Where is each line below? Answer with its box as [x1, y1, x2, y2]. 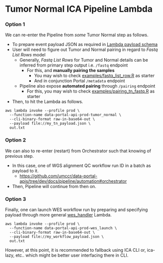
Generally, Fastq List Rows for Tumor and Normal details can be [19, 57, 148, 63]
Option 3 [5, 195, 26, 202]
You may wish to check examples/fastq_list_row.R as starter [34, 72, 155, 79]
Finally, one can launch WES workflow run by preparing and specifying [5, 207, 148, 213]
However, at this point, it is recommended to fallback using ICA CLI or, [5, 247, 146, 253]
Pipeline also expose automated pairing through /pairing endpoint [19, 83, 156, 89]
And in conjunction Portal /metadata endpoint [34, 78, 125, 84]
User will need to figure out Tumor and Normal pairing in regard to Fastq [12, 47, 158, 52]
